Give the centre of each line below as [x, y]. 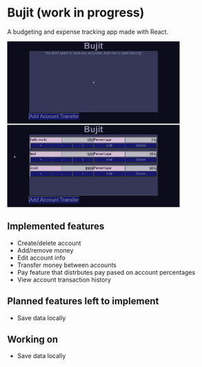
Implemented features [56, 226]
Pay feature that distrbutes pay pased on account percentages [106, 272]
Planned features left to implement [83, 301]
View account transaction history [64, 280]
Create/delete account [49, 243]
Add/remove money [45, 250]
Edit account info [41, 258]
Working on [33, 339]
